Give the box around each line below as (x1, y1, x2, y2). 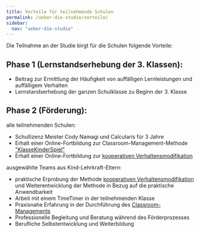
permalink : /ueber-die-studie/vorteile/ (6, 14, 109, 20)
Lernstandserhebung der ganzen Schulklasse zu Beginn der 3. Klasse (14, 88, 187, 95)
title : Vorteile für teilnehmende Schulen (6, 8, 114, 15)
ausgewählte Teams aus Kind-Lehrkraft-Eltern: (6, 163, 122, 171)
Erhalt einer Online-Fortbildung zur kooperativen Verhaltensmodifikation (14, 152, 193, 159)
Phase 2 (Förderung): (6, 106, 87, 116)
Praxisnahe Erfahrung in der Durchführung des (14, 201, 131, 208)
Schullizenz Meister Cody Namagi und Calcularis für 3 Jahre (14, 133, 164, 140)
